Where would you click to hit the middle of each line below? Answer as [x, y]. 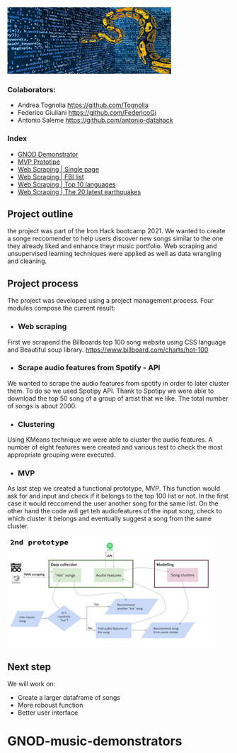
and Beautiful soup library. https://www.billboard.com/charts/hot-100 [108, 350]
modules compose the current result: [61, 308]
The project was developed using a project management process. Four [110, 301]
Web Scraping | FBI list [51, 177]
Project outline [40, 214]
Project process [43, 283]
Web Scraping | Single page [58, 169]
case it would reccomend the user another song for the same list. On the [113, 503]
